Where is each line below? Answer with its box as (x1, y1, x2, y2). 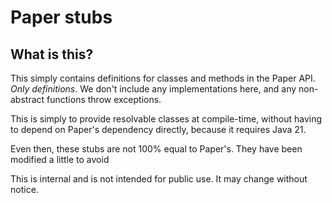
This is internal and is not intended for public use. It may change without (10, 173, 308, 185)
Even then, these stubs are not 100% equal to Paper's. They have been (10, 143, 303, 155)
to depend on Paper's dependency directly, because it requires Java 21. (10, 124, 307, 135)
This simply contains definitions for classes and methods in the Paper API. (10, 72, 316, 84)
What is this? (10, 46, 94, 63)
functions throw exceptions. (46, 94, 162, 105)
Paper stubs (10, 6, 113, 29)
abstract (10, 94, 45, 105)
